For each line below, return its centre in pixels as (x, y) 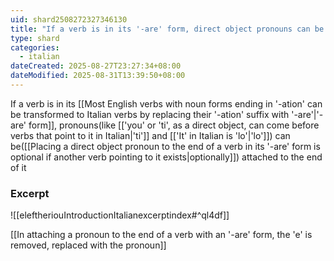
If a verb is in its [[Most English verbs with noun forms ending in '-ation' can (166, 103)
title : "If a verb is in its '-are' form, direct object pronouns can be (167, 29)
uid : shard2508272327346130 (69, 19)
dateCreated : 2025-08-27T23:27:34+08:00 (96, 66)
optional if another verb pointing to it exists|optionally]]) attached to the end (166, 157)
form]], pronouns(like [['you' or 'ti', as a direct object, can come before (174, 125)
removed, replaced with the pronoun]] (88, 245)
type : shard (35, 38)
